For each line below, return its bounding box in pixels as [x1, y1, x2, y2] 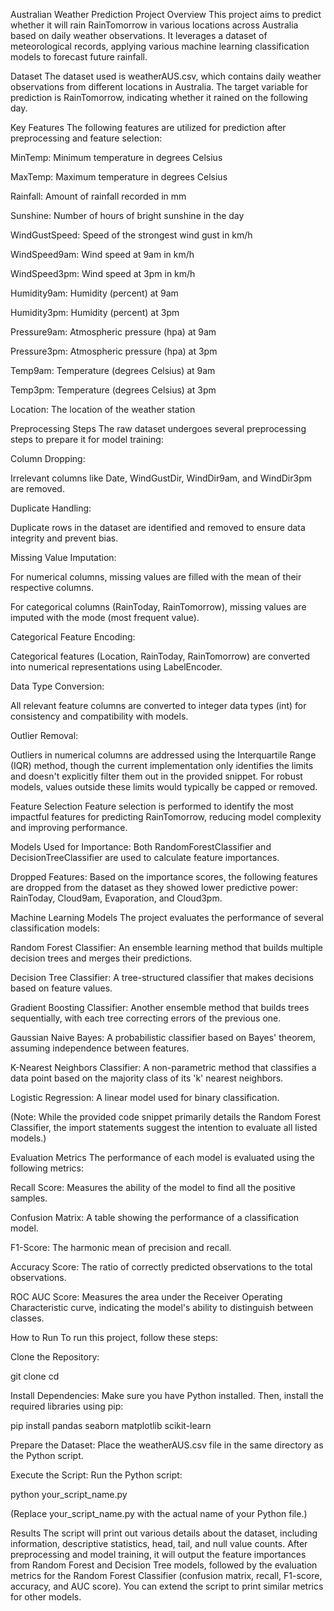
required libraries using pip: [10, 1400, 124, 1412]
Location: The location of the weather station [10, 404, 196, 415]
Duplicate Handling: [10, 502, 92, 514]
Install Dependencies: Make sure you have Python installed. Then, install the [10, 1390, 324, 1401]
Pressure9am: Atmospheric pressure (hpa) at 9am [10, 326, 217, 338]
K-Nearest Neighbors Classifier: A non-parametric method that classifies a [10, 1062, 317, 1073]
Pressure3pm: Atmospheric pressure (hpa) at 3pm [10, 345, 218, 357]
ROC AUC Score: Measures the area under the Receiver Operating [10, 1291, 283, 1303]
